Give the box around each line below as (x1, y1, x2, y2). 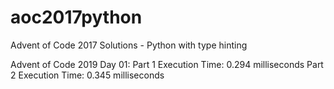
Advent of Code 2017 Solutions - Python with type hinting (10, 39, 248, 51)
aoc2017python (10, 6, 143, 29)
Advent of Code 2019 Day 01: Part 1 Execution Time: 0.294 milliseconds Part (10, 58, 324, 70)
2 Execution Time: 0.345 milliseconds (10, 69, 165, 81)
